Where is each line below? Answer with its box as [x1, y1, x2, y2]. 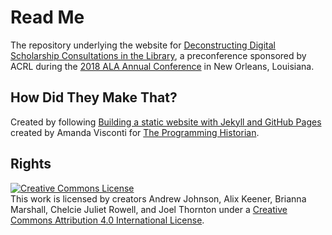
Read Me [10, 6, 85, 29]
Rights [10, 156, 52, 173]
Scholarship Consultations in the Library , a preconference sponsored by [10, 49, 307, 61]
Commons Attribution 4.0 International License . [10, 214, 205, 226]
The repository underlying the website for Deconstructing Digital [10, 39, 276, 51]
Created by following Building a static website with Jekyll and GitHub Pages [10, 116, 322, 128]
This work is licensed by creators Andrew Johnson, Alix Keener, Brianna [10, 192, 307, 205]
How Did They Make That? [10, 89, 178, 106]
